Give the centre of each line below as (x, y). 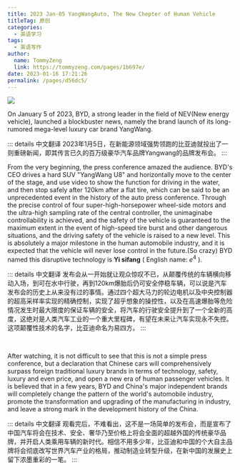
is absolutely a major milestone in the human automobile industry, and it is (116, 243)
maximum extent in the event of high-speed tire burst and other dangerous (117, 228)
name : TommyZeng (38, 61)
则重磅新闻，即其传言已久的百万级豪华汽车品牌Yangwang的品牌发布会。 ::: (117, 153)
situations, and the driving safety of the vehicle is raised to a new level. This (119, 236)
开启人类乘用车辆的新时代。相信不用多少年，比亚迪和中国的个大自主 (126, 442)
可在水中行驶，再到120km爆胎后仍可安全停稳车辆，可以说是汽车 (132, 284)
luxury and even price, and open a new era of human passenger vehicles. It (119, 379)
